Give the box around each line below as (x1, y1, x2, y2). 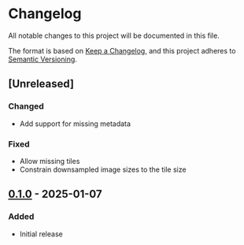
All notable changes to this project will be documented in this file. (8, 31, 220, 40)
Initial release (19, 229, 63, 239)
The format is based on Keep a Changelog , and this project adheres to (8, 46, 236, 55)
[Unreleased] (8, 77, 75, 91)
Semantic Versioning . (8, 54, 77, 64)
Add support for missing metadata (19, 119, 131, 128)
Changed (8, 101, 45, 112)
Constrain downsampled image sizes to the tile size (19, 165, 187, 174)
